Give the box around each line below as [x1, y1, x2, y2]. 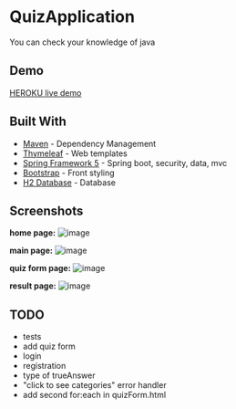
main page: [9, 245, 53, 257]
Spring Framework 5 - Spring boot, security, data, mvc [22, 157, 228, 168]
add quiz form [22, 341, 76, 352]
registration [22, 361, 67, 372]
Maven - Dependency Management [22, 138, 157, 149]
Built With [9, 114, 67, 130]
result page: [9, 280, 56, 291]
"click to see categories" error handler [22, 380, 167, 391]
